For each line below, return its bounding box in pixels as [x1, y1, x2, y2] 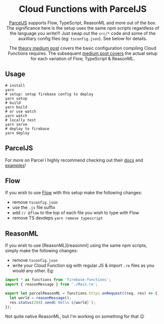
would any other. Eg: [12, 268, 54, 274]
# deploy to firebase [5, 126, 50, 131]
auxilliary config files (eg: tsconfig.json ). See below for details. [18, 36, 148, 41]
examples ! [5, 162, 26, 168]
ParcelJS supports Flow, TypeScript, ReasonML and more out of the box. [9, 20, 157, 26]
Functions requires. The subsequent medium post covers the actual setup [8, 50, 158, 56]
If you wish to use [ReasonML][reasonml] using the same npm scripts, [5, 243, 148, 248]
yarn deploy [5, 130, 30, 135]
